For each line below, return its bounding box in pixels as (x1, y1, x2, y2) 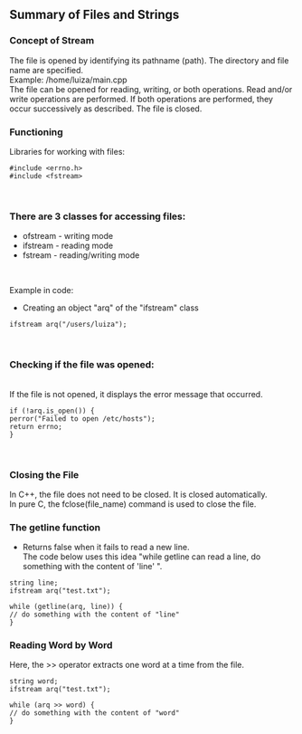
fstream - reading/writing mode (22, 250, 140, 261)
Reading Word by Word (9, 639, 113, 652)
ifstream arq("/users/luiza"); (9, 320, 127, 329)
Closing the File (9, 468, 80, 481)
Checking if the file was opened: (9, 358, 155, 371)
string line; (9, 578, 59, 587)
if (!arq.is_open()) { (9, 406, 95, 415)
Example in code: (9, 285, 74, 296)
